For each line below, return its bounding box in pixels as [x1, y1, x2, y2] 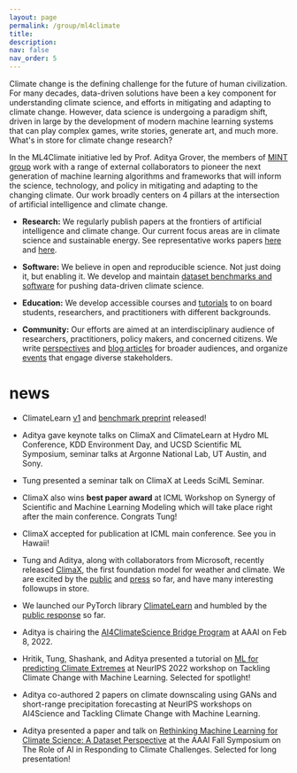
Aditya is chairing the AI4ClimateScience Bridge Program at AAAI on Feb [21, 626, 287, 638]
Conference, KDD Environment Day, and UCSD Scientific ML [21, 439, 242, 450]
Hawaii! [21, 537, 50, 548]
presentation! [21, 754, 71, 764]
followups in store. [21, 583, 90, 593]
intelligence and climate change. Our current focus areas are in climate [21, 226, 280, 236]
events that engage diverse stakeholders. [21, 352, 173, 363]
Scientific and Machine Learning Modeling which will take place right [21, 501, 273, 512]
